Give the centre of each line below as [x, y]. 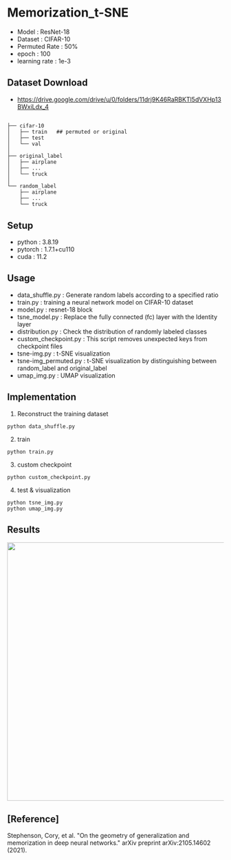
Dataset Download [47, 83]
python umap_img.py [35, 509]
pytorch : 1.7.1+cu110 [46, 249]
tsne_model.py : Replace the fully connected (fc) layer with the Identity [117, 317]
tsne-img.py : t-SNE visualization [64, 354]
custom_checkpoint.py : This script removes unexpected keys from [112, 338]
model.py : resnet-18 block [55, 309]
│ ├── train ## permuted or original [67, 132]
